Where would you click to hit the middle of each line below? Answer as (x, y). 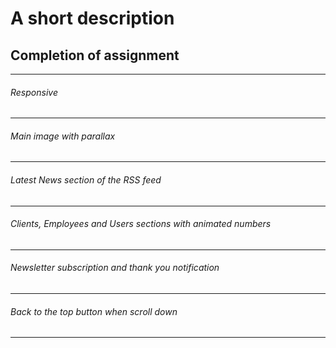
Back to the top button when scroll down (94, 311)
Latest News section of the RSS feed (86, 180)
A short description (92, 18)
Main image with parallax (63, 136)
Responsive (34, 92)
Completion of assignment (95, 55)
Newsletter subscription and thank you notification (115, 268)
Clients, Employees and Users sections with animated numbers (141, 224)
